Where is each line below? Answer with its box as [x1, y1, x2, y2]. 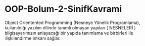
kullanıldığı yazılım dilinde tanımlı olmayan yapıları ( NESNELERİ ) [4, 24, 136, 30]
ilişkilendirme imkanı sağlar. [4, 35, 61, 41]
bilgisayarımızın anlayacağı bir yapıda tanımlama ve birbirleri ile [4, 30, 134, 36]
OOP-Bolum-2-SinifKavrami [4, 3, 122, 15]
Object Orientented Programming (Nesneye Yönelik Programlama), [4, 20, 141, 25]
